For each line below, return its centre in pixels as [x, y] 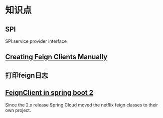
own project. [18, 110]
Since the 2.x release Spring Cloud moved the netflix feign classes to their [81, 105]
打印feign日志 [27, 75]
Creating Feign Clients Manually [56, 57]
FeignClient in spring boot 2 [49, 93]
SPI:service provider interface [36, 41]
